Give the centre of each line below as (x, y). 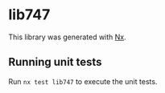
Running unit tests (55, 62)
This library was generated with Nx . (67, 37)
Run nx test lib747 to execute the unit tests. (83, 81)
